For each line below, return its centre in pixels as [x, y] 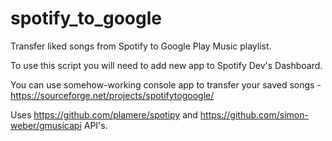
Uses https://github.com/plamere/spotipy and [104, 114]
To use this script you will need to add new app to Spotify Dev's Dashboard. [166, 65]
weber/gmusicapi [46, 125]
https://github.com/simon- [254, 114]
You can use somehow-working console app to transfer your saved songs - [166, 84]
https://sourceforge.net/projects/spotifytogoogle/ [112, 95]
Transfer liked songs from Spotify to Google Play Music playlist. [141, 46]
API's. [95, 125]
